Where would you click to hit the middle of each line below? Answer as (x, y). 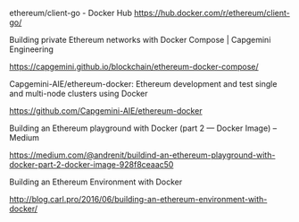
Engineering (31, 49)
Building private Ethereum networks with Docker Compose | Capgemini (140, 40)
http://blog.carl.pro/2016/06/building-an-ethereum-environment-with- (138, 199)
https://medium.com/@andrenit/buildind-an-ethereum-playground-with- (142, 155)
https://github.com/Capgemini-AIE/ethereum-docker (106, 111)
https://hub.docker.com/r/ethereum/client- (212, 13)
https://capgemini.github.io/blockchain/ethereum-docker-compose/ (134, 67)
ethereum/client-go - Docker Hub (71, 13)
